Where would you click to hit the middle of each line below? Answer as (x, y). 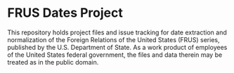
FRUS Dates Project (65, 13)
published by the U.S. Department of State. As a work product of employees (117, 47)
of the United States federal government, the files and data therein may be (115, 55)
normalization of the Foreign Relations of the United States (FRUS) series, (113, 39)
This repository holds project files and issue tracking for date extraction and (117, 32)
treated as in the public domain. (53, 62)
